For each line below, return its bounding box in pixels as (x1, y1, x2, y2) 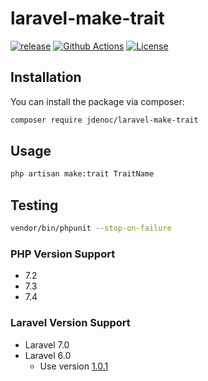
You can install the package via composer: (10, 95, 185, 107)
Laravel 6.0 (24, 349, 72, 361)
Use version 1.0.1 (39, 360, 109, 372)
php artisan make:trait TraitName (10, 169, 155, 179)
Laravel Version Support (10, 316, 131, 330)
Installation (10, 69, 82, 86)
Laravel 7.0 (24, 338, 70, 351)
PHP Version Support (10, 247, 116, 261)
